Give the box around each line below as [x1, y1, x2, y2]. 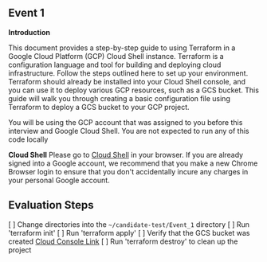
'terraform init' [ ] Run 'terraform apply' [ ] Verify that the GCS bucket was [8, 228, 250, 237]
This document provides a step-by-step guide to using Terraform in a [8, 43, 236, 53]
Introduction [8, 27, 50, 37]
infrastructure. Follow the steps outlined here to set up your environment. [8, 68, 249, 78]
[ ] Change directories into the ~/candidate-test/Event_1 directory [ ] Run [8, 219, 249, 229]
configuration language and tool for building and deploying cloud [8, 60, 222, 69]
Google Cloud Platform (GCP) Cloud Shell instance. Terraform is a [8, 51, 225, 61]
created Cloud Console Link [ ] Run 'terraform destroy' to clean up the [8, 237, 238, 246]
